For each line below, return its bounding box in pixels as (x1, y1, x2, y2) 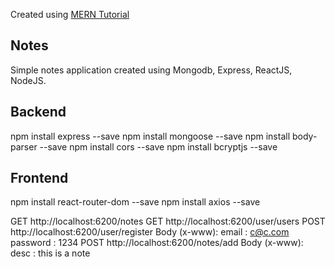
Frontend (10, 170, 69, 187)
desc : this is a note (10, 247, 91, 259)
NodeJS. (10, 74, 47, 86)
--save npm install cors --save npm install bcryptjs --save (39, 140, 278, 153)
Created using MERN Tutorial (10, 9, 130, 20)
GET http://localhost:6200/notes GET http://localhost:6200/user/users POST (10, 215, 326, 228)
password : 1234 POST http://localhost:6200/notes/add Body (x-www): (10, 237, 304, 249)
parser (10, 140, 38, 153)
